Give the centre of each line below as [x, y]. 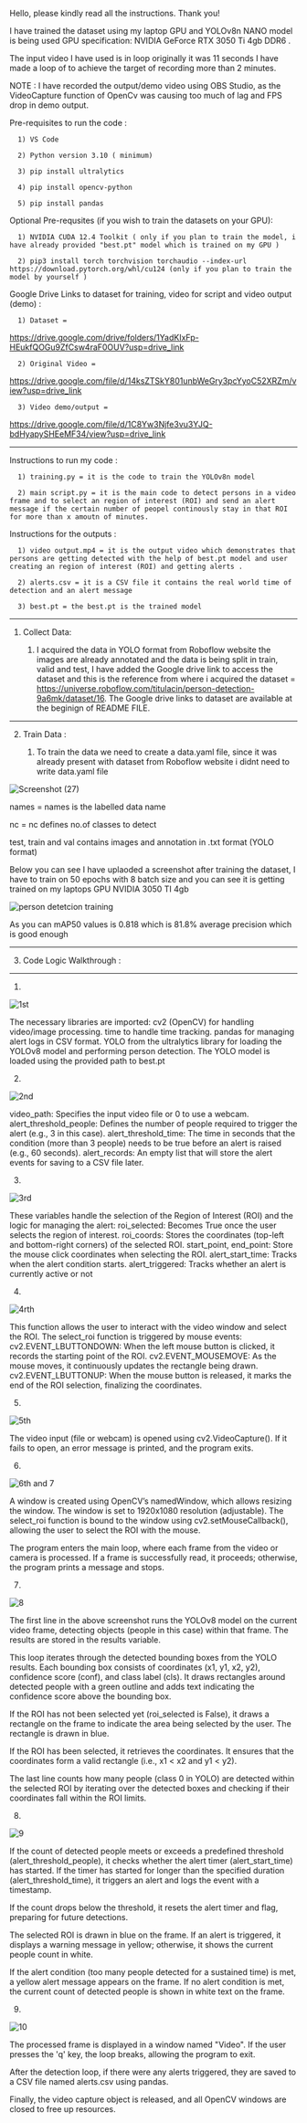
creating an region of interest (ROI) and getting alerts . [127, 566]
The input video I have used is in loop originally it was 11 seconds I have [144, 58]
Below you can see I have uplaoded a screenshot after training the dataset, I [153, 870]
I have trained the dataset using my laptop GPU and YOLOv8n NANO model [151, 31]
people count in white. [52, 1954]
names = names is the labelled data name [88, 807]
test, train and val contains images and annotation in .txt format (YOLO [142, 842]
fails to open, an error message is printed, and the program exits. [132, 1448]
